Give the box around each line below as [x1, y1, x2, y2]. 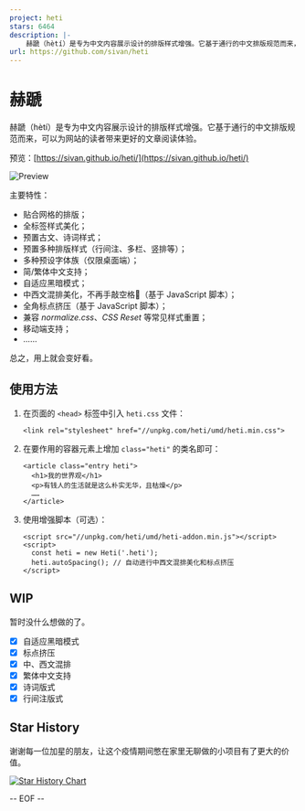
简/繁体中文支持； [22, 266, 90, 277]
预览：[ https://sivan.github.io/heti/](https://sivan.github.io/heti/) [9, 153, 249, 164]
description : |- [9, 30, 71, 39]
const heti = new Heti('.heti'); [31, 548, 159, 558]
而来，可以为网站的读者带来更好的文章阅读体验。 [16, 133, 202, 144]
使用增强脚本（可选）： [22, 514, 108, 525]
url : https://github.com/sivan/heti [9, 48, 149, 57]
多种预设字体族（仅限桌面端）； [22, 255, 140, 266]
